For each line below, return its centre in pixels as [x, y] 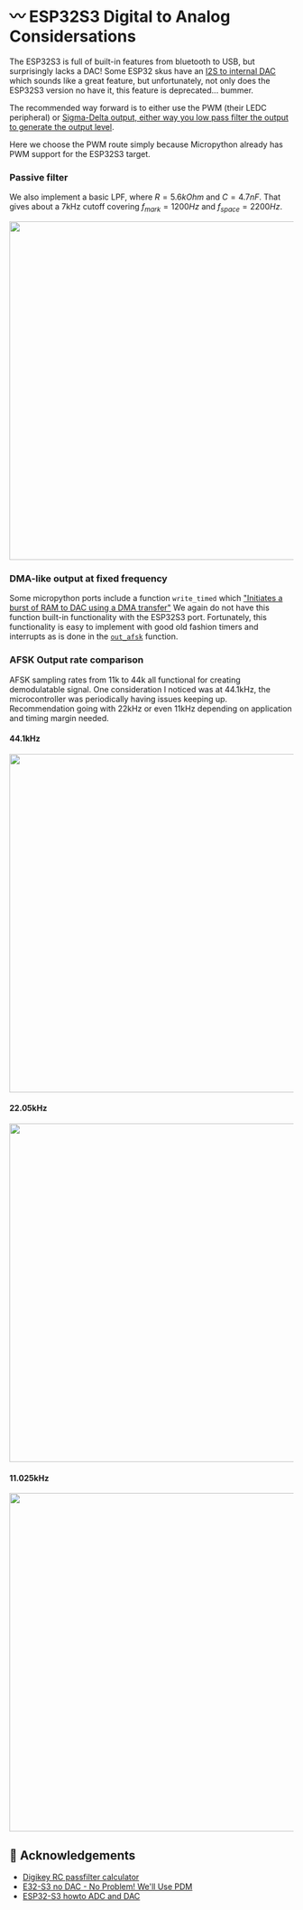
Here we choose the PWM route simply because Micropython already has [147, 144]
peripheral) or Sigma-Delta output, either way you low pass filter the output [149, 117]
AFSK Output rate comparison [77, 660]
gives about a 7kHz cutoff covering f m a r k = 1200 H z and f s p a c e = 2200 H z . [146, 208]
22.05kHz [28, 1108]
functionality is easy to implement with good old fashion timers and [134, 627]
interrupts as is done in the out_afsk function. [94, 636]
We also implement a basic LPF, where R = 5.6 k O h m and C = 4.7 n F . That [145, 197]
